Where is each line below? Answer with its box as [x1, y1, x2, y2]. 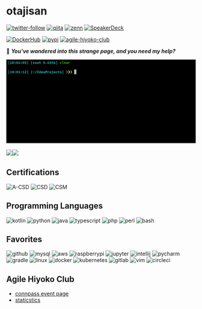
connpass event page [14, 290, 69, 298]
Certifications [6, 167, 60, 178]
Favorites [6, 234, 42, 245]
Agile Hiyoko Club [6, 274, 75, 284]
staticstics [14, 296, 41, 304]
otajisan [6, 4, 47, 18]
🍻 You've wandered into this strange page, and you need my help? [6, 47, 176, 55]
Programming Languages [6, 201, 103, 211]
